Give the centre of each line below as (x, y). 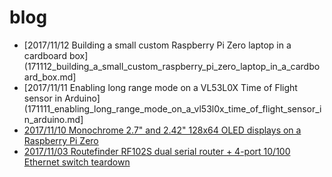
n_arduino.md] (53, 119)
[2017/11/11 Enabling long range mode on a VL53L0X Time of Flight (160, 87)
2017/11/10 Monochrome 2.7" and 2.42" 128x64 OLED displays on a (162, 130)
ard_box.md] (50, 77)
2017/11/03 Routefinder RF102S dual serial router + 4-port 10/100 (157, 151)
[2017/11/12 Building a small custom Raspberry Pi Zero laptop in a (157, 45)
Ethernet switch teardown (77, 162)
